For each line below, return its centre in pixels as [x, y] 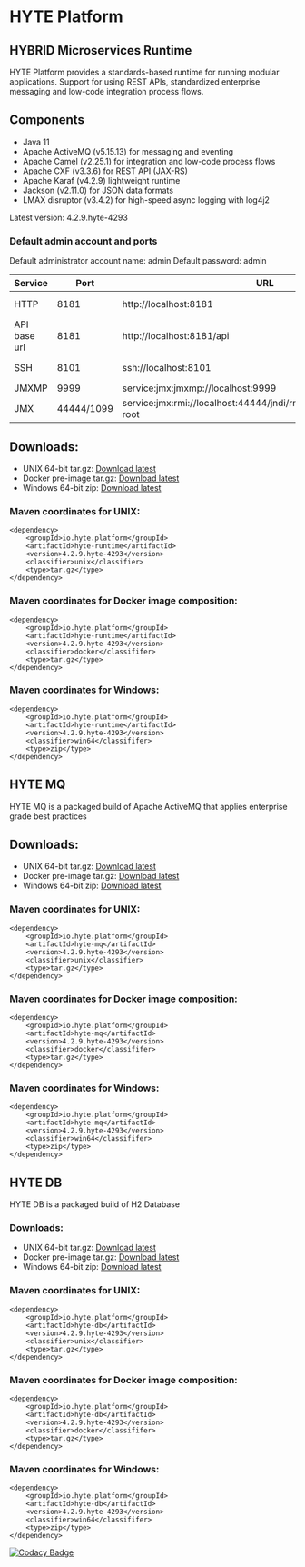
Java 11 [36, 142]
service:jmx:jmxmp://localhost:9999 [199, 388]
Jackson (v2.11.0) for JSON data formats [98, 190]
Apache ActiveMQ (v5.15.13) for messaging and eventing [128, 151]
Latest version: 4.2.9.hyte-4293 [69, 217]
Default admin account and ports [84, 241]
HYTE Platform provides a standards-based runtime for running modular [144, 72]
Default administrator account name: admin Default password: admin [138, 261]
